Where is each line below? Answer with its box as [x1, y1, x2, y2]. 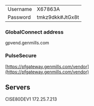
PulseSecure [5, 52, 37, 59]
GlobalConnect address [5, 28, 64, 35]
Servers [5, 83, 31, 91]
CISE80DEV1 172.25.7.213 [5, 96, 57, 102]
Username [7, 6, 32, 12]
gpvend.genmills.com [5, 40, 50, 46]
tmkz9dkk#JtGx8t [36, 14, 80, 20]
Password [7, 14, 31, 20]
